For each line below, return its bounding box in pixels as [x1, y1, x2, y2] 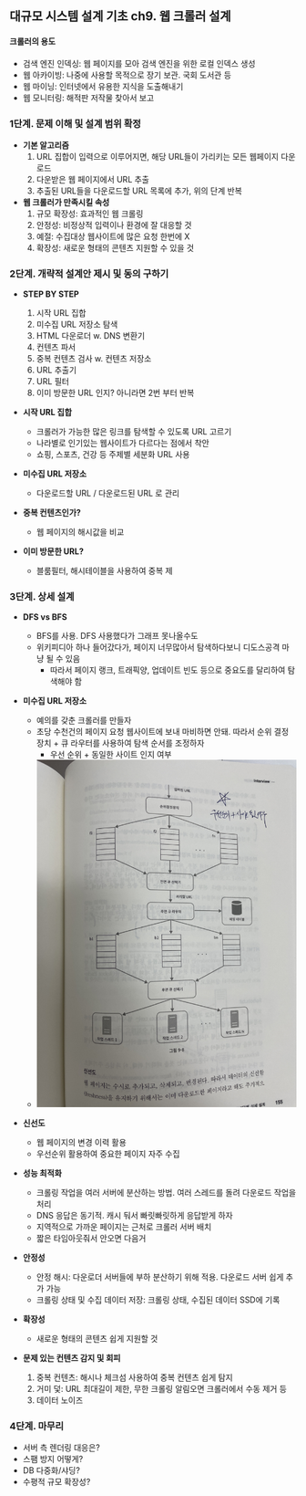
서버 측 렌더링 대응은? [22, 1442, 100, 1453]
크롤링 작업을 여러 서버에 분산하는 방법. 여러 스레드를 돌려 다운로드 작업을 [36, 1187, 297, 1198]
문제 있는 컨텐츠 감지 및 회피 [22, 1353, 121, 1364]
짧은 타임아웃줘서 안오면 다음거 [36, 1233, 147, 1244]
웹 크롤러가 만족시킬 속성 [22, 196, 110, 207]
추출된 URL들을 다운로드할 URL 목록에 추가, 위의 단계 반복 [36, 185, 243, 196]
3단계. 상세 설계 [9, 591, 75, 603]
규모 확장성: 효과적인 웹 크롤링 [36, 208, 144, 219]
